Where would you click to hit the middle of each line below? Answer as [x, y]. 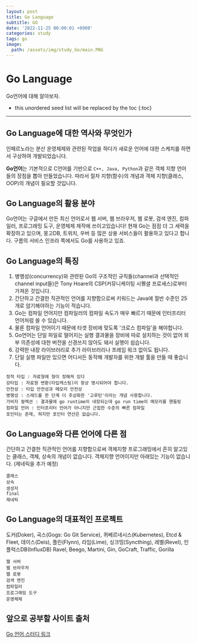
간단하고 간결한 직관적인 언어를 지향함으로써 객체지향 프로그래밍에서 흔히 [89, 449]
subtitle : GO [22, 22]
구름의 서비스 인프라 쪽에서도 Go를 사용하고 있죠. [69, 241]
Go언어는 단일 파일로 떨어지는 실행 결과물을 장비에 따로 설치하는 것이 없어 [98, 335]
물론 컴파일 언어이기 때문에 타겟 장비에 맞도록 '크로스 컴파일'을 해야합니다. [99, 328]
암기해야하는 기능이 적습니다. [59, 306]
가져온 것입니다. [33, 291]
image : [14, 45]
